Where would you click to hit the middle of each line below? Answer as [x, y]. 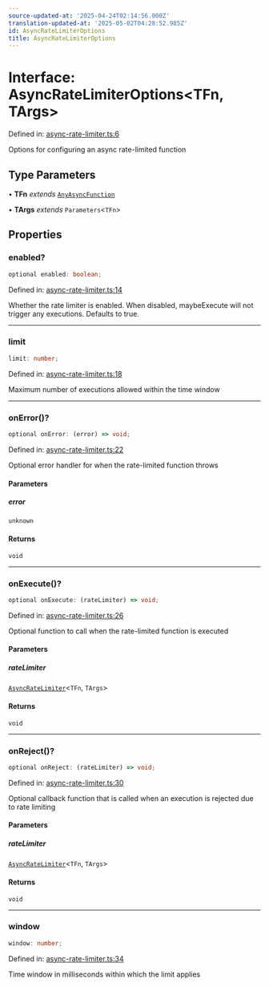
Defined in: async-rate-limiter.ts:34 [66, 958]
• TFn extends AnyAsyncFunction [62, 194]
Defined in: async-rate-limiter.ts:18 [65, 374]
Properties [35, 235]
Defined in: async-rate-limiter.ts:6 [64, 134]
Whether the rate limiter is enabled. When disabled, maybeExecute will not [131, 305]
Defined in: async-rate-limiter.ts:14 [65, 289]
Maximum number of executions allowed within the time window [114, 389]
